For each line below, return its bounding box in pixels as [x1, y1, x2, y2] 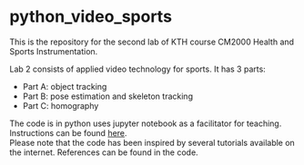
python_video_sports [9, 6, 173, 27]
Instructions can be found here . [9, 127, 127, 138]
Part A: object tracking [22, 81, 107, 92]
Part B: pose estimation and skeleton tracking [22, 91, 194, 102]
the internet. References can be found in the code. [9, 147, 198, 158]
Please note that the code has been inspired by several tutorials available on [9, 137, 296, 148]
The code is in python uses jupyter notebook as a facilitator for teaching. [9, 118, 282, 129]
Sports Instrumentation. [9, 45, 98, 56]
